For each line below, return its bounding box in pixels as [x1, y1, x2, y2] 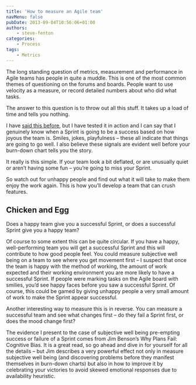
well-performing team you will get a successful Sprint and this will [6, 244, 165, 252]
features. [6, 188, 28, 195]
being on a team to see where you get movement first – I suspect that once [6, 257, 187, 264]
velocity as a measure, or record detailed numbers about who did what [6, 87, 177, 94]
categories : [6, 36, 35, 42]
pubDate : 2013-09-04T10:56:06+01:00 [6, 19, 95, 25]
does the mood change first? [6, 318, 76, 325]
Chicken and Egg [6, 205, 69, 215]
